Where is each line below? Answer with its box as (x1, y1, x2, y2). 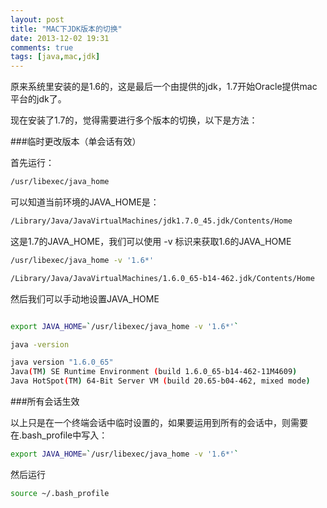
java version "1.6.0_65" (10, 357, 114, 368)
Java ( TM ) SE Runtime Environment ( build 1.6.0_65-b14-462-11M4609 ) (10, 367, 298, 377)
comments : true (10, 42, 74, 53)
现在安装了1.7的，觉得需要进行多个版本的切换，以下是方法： (10, 114, 258, 126)
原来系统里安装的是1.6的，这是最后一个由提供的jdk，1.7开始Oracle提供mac (10, 81, 318, 93)
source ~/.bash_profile (10, 488, 110, 498)
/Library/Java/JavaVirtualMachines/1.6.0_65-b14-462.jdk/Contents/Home (10, 273, 315, 283)
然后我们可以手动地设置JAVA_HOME (10, 292, 160, 305)
